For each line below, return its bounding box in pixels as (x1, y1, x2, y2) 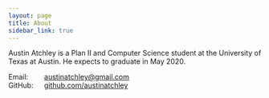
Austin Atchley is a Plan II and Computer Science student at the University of (8, 49, 262, 58)
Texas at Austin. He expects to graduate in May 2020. (8, 57, 186, 66)
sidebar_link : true (8, 26, 74, 34)
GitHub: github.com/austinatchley (8, 80, 128, 90)
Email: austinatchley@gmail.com (8, 73, 130, 82)
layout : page (8, 11, 52, 20)
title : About (8, 19, 52, 27)
